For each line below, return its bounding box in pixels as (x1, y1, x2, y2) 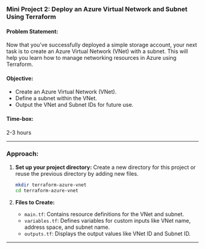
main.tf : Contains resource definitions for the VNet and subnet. (24, 210, 184, 218)
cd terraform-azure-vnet (15, 187, 79, 193)
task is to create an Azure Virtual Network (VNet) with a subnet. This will (6, 48, 188, 55)
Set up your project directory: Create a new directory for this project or (15, 164, 196, 171)
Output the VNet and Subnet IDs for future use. (15, 101, 134, 109)
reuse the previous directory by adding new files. (15, 170, 139, 177)
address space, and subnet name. (24, 223, 110, 231)
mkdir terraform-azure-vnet (15, 182, 87, 188)
